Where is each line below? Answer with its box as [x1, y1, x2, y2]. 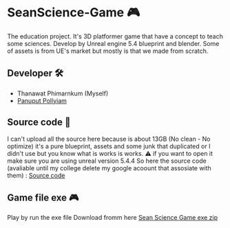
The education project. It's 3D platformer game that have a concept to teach [7, 32, 224, 41]
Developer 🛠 [7, 67, 64, 79]
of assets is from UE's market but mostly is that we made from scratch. [7, 47, 209, 55]
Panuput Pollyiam [17, 96, 67, 104]
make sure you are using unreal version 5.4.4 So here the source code [7, 157, 207, 165]
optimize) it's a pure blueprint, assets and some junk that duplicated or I [7, 141, 211, 150]
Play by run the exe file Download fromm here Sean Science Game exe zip [7, 214, 218, 222]
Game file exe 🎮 [7, 192, 79, 203]
